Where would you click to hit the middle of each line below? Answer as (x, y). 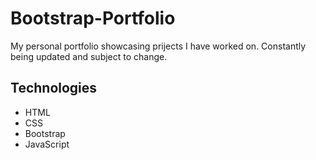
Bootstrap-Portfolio (93, 18)
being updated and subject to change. (89, 56)
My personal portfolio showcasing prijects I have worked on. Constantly (158, 46)
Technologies (54, 88)
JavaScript (47, 144)
